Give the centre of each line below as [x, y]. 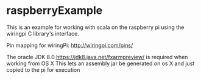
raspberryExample [55, 11]
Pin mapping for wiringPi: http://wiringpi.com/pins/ [70, 45]
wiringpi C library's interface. [43, 33]
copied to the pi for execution [43, 69]
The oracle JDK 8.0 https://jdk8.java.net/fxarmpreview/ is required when [97, 57]
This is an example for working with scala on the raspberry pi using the [95, 27]
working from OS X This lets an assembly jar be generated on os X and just [100, 63]
